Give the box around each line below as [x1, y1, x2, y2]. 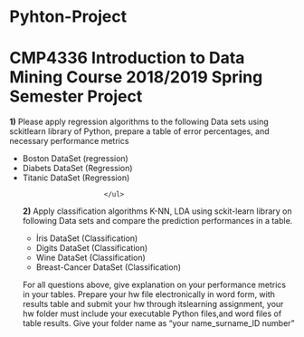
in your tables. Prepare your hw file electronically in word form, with [22, 289, 276, 300]
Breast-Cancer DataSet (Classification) [35, 262, 182, 273]
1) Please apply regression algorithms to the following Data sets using [9, 116, 269, 128]
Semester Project [9, 86, 143, 107]
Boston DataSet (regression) [22, 153, 128, 164]
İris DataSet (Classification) [35, 233, 138, 244]
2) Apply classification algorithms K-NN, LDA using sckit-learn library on [22, 206, 292, 217]
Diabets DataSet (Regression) [22, 163, 133, 174]
